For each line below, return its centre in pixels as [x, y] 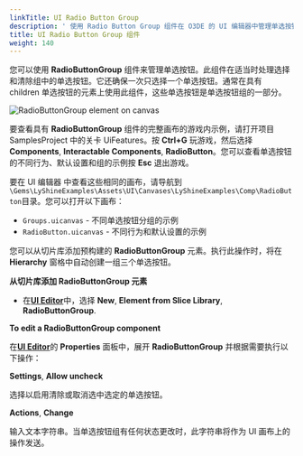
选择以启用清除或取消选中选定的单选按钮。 [88, 395]
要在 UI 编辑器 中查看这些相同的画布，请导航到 [96, 182]
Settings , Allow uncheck [56, 377]
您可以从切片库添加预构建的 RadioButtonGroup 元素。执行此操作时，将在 [146, 251]
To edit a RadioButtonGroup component [85, 328]
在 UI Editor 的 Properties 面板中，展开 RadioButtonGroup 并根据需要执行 [145, 347]
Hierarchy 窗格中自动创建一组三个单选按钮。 [92, 262]
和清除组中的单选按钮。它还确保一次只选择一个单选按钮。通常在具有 [136, 81]
